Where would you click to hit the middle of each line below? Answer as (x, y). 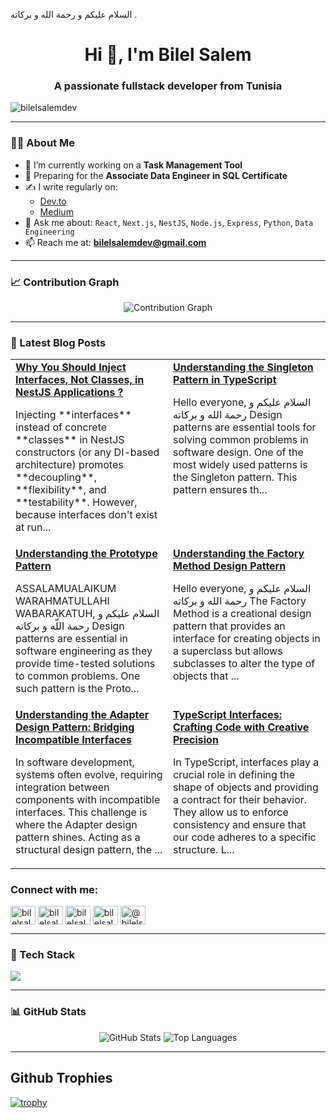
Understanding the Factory (239, 554)
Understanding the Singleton (243, 367)
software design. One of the (238, 452)
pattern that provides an (229, 626)
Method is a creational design (242, 614)
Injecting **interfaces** (73, 415)
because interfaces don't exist (86, 515)
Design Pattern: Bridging (75, 727)
